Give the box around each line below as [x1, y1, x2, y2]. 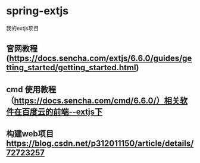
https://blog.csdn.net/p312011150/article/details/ [6, 139, 194, 149]
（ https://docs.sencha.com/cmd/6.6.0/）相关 [6, 95, 180, 105]
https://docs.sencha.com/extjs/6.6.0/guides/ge [8, 54, 192, 64]
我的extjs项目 [6, 24, 39, 32]
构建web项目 [6, 129, 54, 139]
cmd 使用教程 [6, 84, 57, 95]
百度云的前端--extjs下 [21, 106, 103, 117]
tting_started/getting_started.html [6, 62, 136, 73]
